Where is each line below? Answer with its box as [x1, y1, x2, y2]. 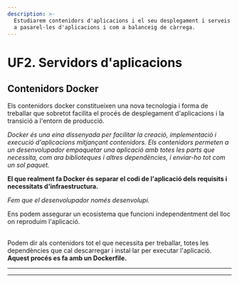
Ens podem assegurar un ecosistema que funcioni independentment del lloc [7, 210, 231, 218]
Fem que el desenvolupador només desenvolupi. [7, 196, 150, 205]
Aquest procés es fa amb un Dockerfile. [7, 254, 127, 262]
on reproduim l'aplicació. [7, 217, 80, 226]
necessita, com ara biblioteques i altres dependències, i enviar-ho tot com [7, 153, 225, 162]
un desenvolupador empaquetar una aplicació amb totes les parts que [7, 145, 215, 154]
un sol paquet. [7, 161, 50, 170]
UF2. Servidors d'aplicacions [7, 54, 183, 71]
